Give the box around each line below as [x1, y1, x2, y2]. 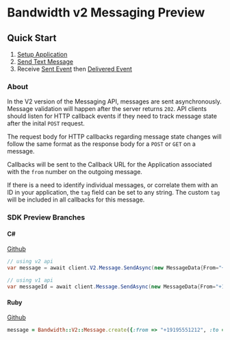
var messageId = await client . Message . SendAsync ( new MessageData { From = [7, 283, 216, 291]
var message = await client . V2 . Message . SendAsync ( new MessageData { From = [7, 265, 219, 271]
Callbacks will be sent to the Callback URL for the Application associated [7, 160, 212, 169]
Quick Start [7, 32, 57, 44]
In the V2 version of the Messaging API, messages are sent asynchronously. [7, 97, 222, 106]
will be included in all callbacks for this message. [7, 195, 145, 204]
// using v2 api [7, 258, 53, 265]
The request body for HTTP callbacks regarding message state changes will [7, 132, 222, 141]
